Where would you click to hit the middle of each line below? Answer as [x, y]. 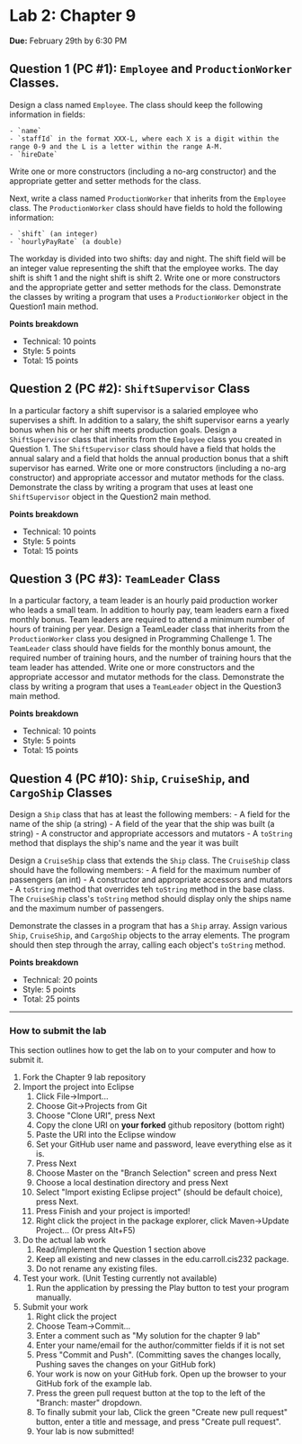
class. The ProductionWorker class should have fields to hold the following [146, 207]
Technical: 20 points [60, 980]
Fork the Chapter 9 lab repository [84, 1077]
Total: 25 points [51, 999]
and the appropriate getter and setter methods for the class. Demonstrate [145, 287]
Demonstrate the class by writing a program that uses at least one [131, 486]
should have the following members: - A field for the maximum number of [145, 870]
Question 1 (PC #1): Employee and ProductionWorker [151, 69]
